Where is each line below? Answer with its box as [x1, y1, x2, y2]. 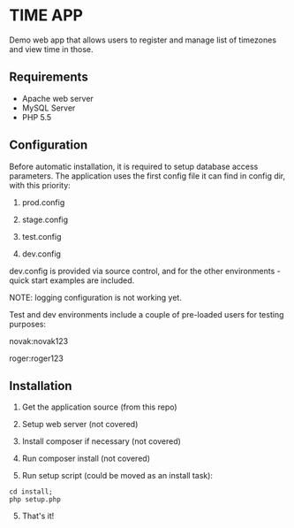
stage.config [21, 214, 69, 225]
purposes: [9, 318, 47, 329]
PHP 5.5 [21, 111, 52, 122]
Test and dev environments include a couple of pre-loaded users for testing [9, 309, 284, 319]
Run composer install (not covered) [21, 453, 151, 464]
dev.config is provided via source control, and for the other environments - [9, 265, 281, 276]
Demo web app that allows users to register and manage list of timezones [9, 34, 276, 45]
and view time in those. [9, 43, 94, 54]
